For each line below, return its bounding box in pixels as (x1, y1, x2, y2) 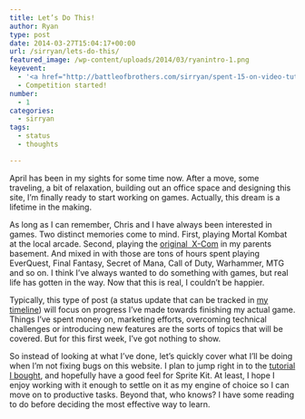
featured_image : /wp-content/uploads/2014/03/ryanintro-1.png (9, 55, 250, 64)
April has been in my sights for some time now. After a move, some (9, 172, 260, 183)
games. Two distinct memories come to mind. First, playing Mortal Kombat (9, 229, 288, 239)
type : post (9, 30, 51, 39)
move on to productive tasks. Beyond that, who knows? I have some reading (9, 389, 295, 400)
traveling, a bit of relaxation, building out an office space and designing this (9, 182, 291, 193)
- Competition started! (17, 81, 107, 90)
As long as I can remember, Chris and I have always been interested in (9, 219, 272, 229)
